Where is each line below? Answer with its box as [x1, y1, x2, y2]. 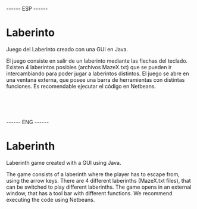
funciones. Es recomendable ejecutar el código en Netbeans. [6, 82, 157, 90]
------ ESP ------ [6, 5, 48, 12]
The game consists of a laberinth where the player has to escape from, [6, 170, 180, 178]
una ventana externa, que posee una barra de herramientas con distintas [6, 76, 185, 83]
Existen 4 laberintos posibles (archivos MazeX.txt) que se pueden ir [6, 63, 172, 70]
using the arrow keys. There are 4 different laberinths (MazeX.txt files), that [6, 177, 191, 184]
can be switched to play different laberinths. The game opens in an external [6, 183, 192, 190]
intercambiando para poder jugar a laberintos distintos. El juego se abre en [6, 70, 189, 77]
